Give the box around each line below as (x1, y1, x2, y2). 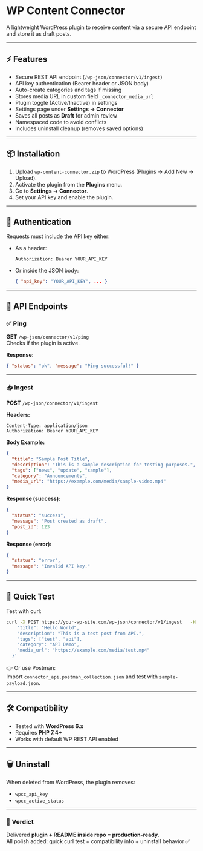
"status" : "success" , (11, 512, 66, 518)
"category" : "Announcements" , (11, 473, 88, 479)
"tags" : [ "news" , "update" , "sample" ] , (11, 467, 112, 473)
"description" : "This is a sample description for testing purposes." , (11, 462, 196, 468)
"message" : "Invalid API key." (11, 563, 91, 569)
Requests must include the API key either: (6, 233, 110, 240)
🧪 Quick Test (6, 591, 55, 601)
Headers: (6, 411, 30, 419)
